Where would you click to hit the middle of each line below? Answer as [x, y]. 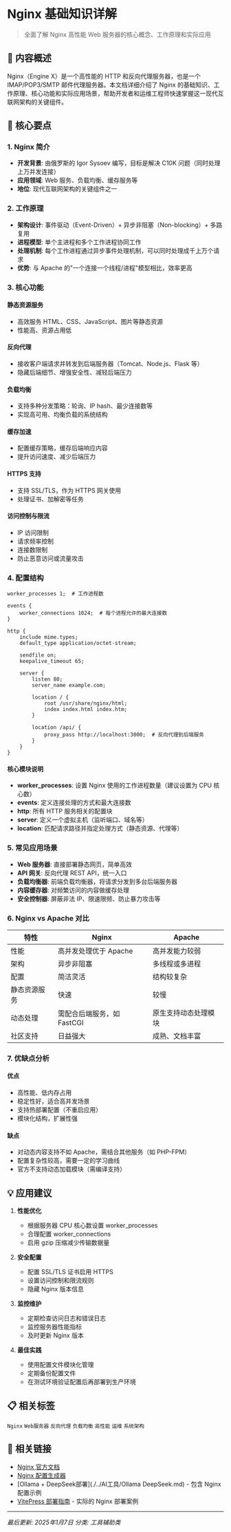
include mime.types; [49, 637]
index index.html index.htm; [86, 710]
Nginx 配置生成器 [42, 1475]
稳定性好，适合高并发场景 [53, 1102]
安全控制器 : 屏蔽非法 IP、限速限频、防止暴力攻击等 [89, 899]
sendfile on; [38, 655]
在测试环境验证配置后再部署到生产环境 [81, 1382]
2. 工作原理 [25, 208]
